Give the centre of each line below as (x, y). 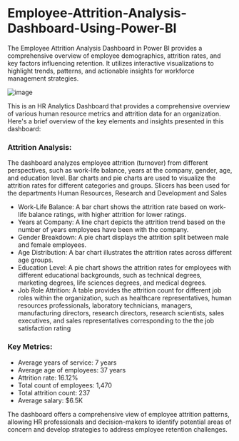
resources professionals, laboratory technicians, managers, (105, 305)
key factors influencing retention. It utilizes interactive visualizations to (111, 63)
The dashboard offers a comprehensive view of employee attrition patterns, (118, 414)
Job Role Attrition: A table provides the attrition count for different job (119, 290)
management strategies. (43, 78)
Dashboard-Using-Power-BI (92, 28)
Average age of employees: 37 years (72, 370)
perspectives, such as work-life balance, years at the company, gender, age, (120, 171)
